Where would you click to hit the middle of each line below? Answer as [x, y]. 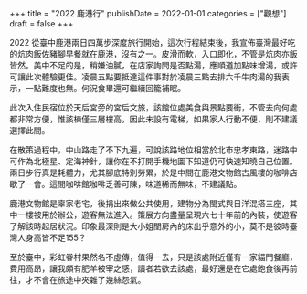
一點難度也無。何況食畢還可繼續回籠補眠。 [105, 88]
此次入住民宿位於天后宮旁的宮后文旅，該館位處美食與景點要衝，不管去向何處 [153, 107]
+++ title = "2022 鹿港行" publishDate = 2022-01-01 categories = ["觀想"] [148, 13]
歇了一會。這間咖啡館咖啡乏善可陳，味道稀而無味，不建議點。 [126, 184]
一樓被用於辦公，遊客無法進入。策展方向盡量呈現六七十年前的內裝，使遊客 [157, 215]
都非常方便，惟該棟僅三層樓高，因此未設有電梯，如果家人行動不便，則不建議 [153, 119]
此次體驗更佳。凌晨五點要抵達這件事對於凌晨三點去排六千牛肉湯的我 [153, 77]
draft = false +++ [42, 24]
